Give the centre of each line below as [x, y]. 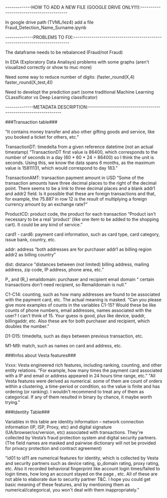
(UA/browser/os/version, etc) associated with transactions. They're [74, 432]
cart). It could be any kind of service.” [44, 224]
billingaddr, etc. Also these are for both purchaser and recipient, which [78, 321]
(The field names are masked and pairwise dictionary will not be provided [81, 443]
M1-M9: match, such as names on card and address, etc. [64, 346]
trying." [13, 402]
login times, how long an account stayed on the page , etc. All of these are [82, 474]
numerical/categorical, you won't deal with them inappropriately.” [72, 490]
